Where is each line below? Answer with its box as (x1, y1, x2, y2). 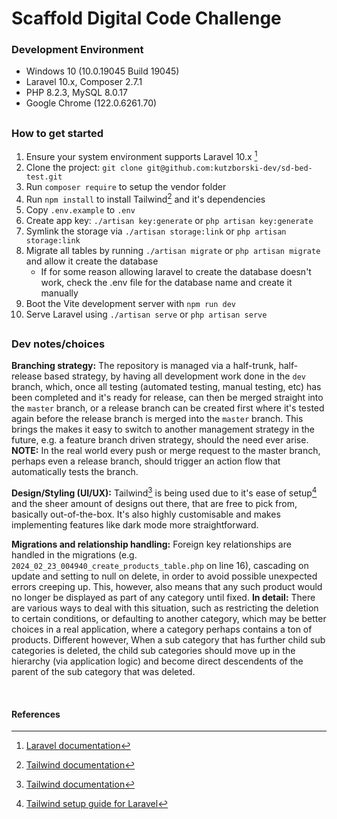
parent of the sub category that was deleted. (11, 665, 196, 677)
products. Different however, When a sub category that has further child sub (11, 633, 326, 646)
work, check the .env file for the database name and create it (40, 276, 293, 288)
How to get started (11, 126, 104, 140)
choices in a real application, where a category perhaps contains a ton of (11, 623, 313, 635)
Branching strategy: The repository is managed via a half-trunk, (11, 360, 277, 372)
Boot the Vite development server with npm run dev (25, 297, 237, 309)
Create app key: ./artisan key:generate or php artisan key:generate (25, 214, 314, 226)
